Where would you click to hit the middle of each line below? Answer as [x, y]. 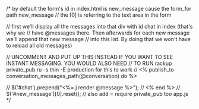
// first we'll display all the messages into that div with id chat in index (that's [99, 27]
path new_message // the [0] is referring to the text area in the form [89, 15]
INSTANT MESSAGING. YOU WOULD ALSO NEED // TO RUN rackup [89, 63]
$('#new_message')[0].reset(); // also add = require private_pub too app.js [97, 94]
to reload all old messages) [39, 45]
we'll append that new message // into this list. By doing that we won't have [99, 39]
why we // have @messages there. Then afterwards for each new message [98, 33]
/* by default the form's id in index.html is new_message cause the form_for [99, 9]
